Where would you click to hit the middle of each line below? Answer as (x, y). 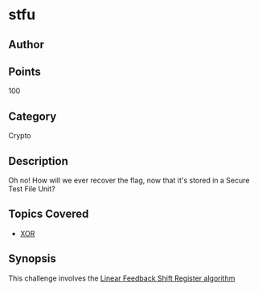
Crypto (20, 136)
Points (25, 71)
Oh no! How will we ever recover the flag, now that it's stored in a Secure (129, 180)
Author (26, 45)
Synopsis (32, 259)
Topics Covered (49, 214)
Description (38, 161)
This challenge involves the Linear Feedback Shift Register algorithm (122, 278)
